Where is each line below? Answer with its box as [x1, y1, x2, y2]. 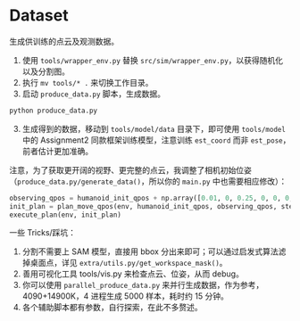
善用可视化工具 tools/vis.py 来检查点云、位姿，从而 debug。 [21, 268, 244, 279]
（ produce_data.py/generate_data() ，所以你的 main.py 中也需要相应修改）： [9, 176, 287, 186]
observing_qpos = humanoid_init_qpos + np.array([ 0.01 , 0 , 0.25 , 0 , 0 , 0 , [9, 193, 294, 202]
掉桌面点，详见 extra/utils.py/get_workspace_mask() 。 [21, 258, 228, 268]
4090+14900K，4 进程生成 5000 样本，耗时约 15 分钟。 [21, 291, 229, 301]
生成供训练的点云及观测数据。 [9, 36, 119, 46]
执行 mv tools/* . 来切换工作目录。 [21, 77, 154, 87]
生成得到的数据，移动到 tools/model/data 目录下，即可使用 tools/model [21, 123, 286, 134]
